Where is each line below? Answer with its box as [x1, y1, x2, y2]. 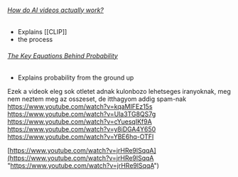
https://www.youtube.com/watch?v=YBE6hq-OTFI [7, 132, 154, 141]
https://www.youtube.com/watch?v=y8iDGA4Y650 [7, 125, 156, 134]
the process [17, 36, 53, 44]
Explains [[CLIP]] [17, 28, 67, 36]
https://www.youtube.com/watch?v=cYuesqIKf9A [7, 117, 153, 126]
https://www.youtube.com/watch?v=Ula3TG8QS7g [7, 110, 156, 119]
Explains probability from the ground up [17, 73, 134, 82]
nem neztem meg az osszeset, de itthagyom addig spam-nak [7, 95, 187, 103]
